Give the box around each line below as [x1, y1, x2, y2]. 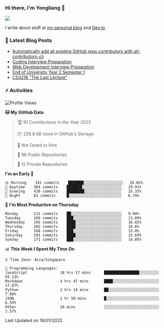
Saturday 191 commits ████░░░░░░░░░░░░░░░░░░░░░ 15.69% [5, 233, 141, 238]
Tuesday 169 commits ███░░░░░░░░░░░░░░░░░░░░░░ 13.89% [5, 216, 141, 220]
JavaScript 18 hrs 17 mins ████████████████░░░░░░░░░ [5, 270, 160, 275]
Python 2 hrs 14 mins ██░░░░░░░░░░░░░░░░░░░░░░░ [5, 287, 160, 292]
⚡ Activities [5, 87, 33, 94]
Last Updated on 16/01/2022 [5, 317, 63, 323]
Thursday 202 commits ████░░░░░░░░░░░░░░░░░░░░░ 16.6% [5, 224, 139, 229]
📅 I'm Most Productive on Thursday [5, 201, 79, 208]
